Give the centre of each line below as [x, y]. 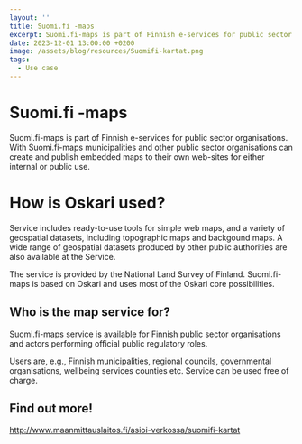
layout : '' [30, 18]
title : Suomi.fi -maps [52, 26]
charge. [23, 380]
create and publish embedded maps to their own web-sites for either [137, 157]
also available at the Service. [63, 256]
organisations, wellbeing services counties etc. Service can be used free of [149, 370]
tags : [19, 60]
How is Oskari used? [87, 203]
